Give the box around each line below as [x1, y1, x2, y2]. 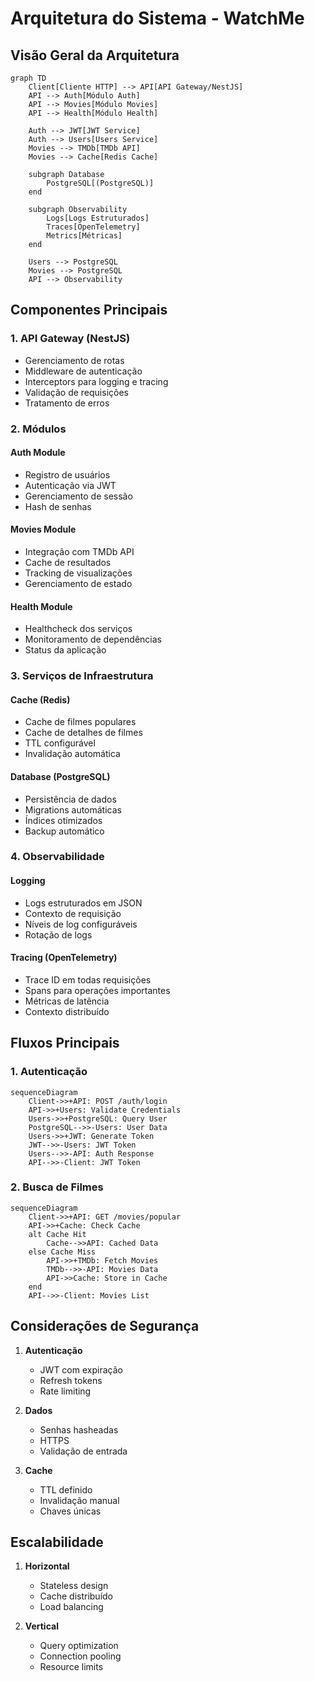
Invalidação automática [24, 748, 121, 760]
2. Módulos [10, 422, 67, 436]
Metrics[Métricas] [46, 231, 123, 241]
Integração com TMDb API [24, 546, 135, 558]
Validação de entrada [39, 1445, 128, 1457]
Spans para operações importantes [24, 984, 171, 996]
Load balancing [39, 1601, 104, 1613]
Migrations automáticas [24, 803, 122, 816]
